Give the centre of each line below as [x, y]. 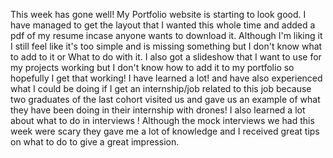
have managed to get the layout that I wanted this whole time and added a [163, 25]
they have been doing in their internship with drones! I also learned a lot [158, 110]
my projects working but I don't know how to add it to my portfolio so [152, 67]
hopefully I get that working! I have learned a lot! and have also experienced [166, 78]
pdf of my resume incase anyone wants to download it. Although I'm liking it [166, 35]
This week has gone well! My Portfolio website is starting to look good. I [158, 14]
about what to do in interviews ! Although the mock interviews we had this [162, 120]
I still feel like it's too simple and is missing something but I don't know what [166, 46]
